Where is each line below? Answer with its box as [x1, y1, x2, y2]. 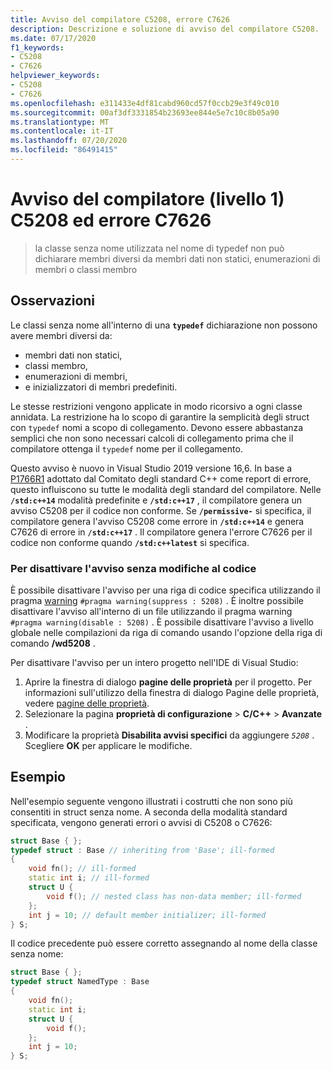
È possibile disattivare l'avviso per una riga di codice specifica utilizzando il [10, 584, 321, 596]
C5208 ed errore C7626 [10, 209, 212, 232]
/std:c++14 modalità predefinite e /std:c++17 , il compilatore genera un [10, 494, 303, 506]
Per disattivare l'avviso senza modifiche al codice [10, 561, 257, 575]
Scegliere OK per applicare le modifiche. [24, 739, 193, 751]
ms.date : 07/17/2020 [10, 33, 97, 43]
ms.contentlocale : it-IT [10, 126, 114, 136]
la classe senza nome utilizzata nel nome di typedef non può [34, 242, 285, 254]
